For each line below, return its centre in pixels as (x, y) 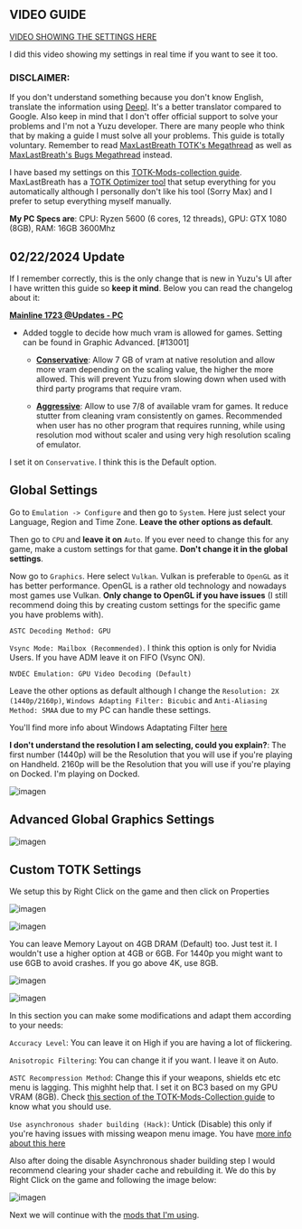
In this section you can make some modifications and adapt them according (151, 1016)
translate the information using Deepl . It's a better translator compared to (146, 107)
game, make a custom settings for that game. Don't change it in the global (148, 549)
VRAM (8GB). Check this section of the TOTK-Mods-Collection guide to (142, 1097)
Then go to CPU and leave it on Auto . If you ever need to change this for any (149, 539)
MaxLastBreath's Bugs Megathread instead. (91, 155)
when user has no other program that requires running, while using (160, 425)
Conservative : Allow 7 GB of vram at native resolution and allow (156, 360)
